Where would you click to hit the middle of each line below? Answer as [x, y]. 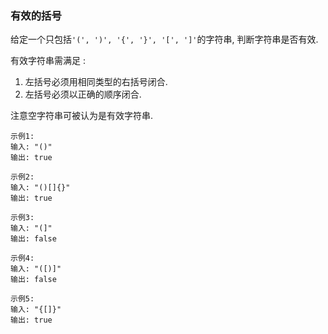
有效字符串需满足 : [48, 61]
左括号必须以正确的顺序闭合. [83, 94]
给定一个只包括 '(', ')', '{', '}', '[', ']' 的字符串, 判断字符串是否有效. [164, 39]
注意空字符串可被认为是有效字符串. [82, 116]
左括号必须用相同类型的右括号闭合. [96, 82]
